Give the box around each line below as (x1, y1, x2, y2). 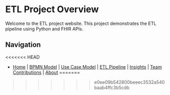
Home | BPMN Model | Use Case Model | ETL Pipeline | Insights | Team (12, 64, 162, 70)
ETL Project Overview (5, 4, 99, 15)
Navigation (5, 41, 41, 49)
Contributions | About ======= (12, 69, 80, 75)
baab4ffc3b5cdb (94, 84, 130, 90)
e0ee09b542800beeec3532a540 (94, 79, 165, 85)
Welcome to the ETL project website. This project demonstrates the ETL (5, 20, 157, 26)
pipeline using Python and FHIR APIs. (5, 25, 83, 31)
